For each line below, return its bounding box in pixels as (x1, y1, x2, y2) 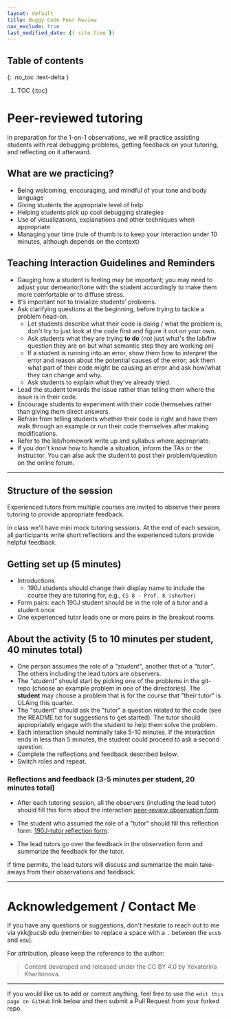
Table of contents (7, 54, 84, 66)
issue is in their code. (16, 392, 78, 401)
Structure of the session (7, 485, 113, 496)
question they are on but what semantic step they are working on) (27, 342, 214, 350)
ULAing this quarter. (16, 699, 74, 707)
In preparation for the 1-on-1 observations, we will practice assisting (7, 134, 199, 141)
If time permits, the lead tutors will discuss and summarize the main (7, 861, 198, 869)
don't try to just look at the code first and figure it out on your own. (27, 326, 217, 335)
